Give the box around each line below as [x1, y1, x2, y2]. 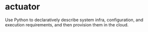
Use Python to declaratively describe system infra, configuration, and [5, 17, 144, 23]
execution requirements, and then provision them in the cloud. [5, 22, 129, 27]
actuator [5, 1, 40, 12]
